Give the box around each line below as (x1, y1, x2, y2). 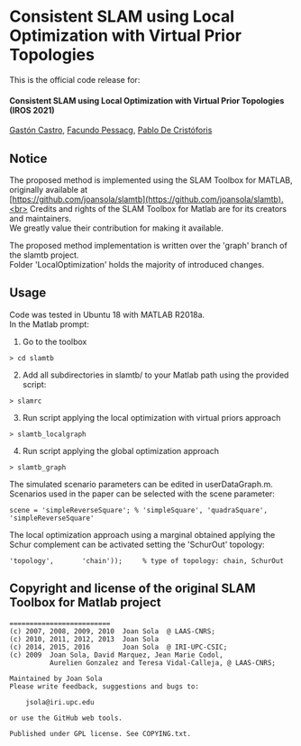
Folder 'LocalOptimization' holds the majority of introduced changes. (9, 259, 265, 269)
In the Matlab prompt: (9, 318, 90, 330)
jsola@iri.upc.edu (25, 697, 95, 706)
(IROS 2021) (9, 105, 56, 115)
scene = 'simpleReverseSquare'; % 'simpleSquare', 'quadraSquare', (9, 505, 269, 514)
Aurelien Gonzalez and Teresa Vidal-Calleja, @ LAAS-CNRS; (49, 658, 277, 668)
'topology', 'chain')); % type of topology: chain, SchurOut (9, 556, 284, 565)
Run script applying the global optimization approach (22, 445, 219, 456)
